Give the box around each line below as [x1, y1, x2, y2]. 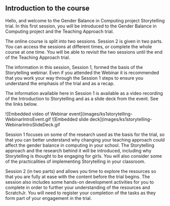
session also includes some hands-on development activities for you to [5, 179, 154, 185]
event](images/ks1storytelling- [69, 111, 133, 117]
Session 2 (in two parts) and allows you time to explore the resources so [5, 168, 156, 174]
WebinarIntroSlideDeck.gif [5, 121, 60, 127]
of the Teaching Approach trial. [5, 54, 71, 60]
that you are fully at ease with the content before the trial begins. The [5, 174, 150, 180]
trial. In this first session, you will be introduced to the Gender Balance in [5, 23, 157, 29]
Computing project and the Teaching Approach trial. [5, 28, 114, 35]
